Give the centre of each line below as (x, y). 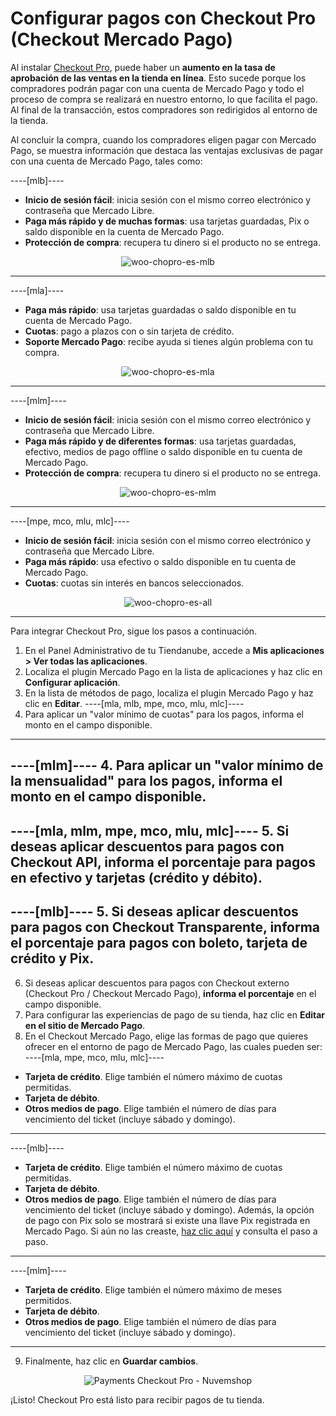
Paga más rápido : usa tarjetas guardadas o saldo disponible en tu (160, 309)
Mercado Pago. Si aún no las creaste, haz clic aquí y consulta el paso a (171, 1231)
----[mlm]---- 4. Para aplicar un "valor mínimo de (167, 765)
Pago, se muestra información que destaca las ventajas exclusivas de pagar (167, 150)
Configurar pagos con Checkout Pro (163, 18)
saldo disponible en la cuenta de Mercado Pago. (124, 231)
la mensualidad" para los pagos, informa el (146, 781)
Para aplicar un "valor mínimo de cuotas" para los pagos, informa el (164, 714)
